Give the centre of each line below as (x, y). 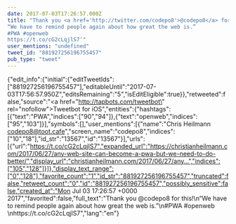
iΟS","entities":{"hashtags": (131, 108)
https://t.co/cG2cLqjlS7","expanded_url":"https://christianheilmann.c (129, 146)
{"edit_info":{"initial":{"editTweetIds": (61, 79)
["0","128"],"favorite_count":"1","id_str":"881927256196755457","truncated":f (118, 176)
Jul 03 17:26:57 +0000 (105, 190)
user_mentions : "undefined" (48, 46)
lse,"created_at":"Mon (39, 190)
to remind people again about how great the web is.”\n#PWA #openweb (111, 205)
